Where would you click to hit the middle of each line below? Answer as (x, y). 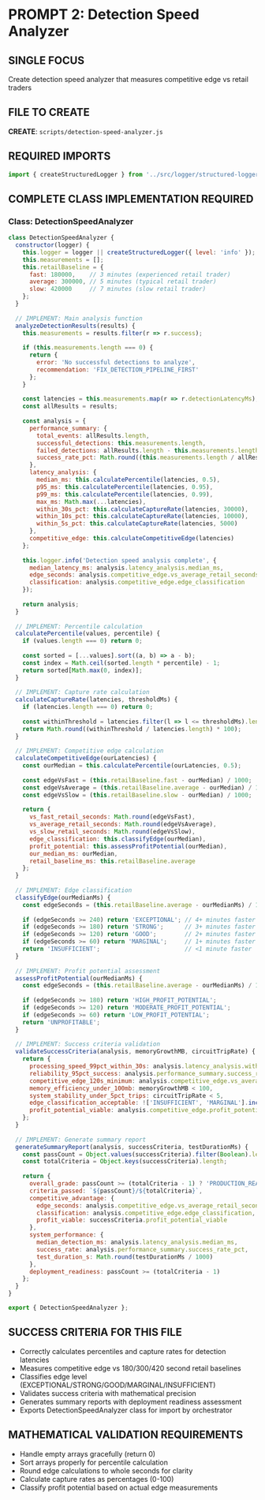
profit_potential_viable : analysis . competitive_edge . (119, 1110)
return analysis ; (51, 604)
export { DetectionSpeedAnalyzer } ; (68, 1308)
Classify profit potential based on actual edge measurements (119, 1487)
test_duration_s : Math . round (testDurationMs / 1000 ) (125, 1257)
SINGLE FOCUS (47, 60)
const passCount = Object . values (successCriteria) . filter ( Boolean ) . (137, 1154)
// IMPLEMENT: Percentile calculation (79, 626)
